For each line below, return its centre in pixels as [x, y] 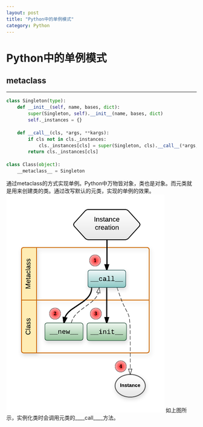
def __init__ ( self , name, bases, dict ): [69, 108]
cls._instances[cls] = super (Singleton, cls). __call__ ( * [112, 146]
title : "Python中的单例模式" [40, 19]
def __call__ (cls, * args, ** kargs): [63, 133]
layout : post [23, 13]
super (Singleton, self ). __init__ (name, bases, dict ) [96, 114]
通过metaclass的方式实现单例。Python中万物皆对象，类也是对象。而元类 [97, 183]
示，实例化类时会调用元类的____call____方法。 [63, 417]
